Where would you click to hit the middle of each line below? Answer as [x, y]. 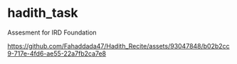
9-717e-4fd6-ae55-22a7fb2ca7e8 [57, 53]
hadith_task [43, 13]
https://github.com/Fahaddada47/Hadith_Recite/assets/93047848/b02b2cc [118, 46]
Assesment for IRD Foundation [52, 32]
